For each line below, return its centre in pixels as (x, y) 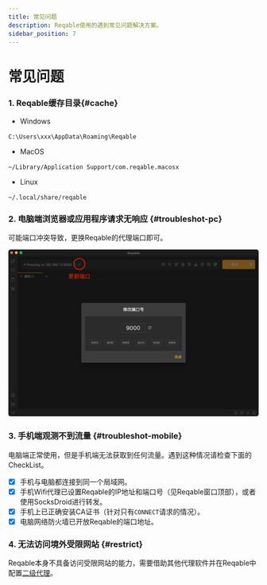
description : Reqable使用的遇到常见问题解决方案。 (85, 25)
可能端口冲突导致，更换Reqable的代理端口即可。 (88, 238)
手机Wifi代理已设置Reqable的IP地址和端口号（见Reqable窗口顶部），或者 (138, 491)
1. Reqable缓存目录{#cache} (63, 103)
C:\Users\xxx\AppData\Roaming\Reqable (72, 136)
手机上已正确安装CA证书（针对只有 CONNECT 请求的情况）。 (112, 511)
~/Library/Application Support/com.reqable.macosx (94, 167)
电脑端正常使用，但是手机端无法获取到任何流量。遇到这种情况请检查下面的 (130, 454)
